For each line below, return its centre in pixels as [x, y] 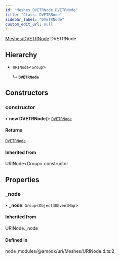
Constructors [27, 93]
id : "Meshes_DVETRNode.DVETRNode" [42, 10]
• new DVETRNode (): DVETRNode [38, 118]
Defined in [16, 240]
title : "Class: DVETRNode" [34, 15]
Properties [22, 180]
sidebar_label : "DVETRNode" [35, 19]
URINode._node [22, 228]
